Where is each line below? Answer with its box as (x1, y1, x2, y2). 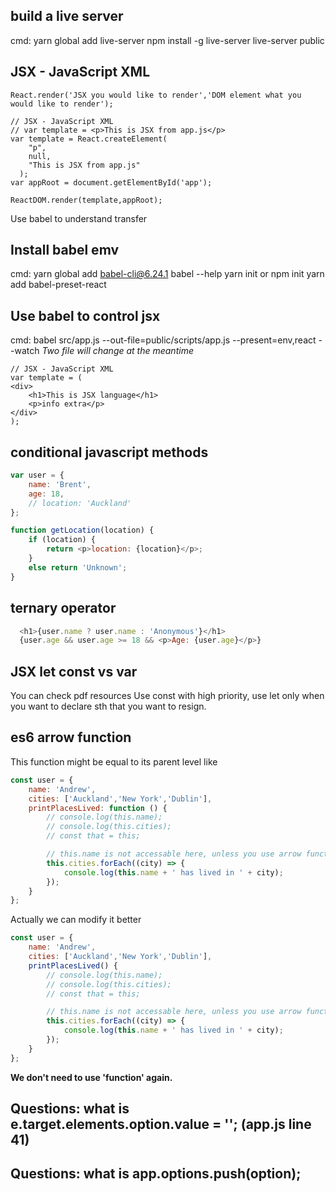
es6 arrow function (10, 729, 132, 746)
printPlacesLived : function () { (28, 803, 168, 813)
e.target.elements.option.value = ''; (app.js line (10, 1116, 312, 1133)
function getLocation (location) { (10, 525, 155, 536)
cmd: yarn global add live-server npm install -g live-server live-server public (10, 34, 325, 46)
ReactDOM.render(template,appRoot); (10, 195, 163, 205)
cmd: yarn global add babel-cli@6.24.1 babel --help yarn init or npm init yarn (10, 268, 325, 280)
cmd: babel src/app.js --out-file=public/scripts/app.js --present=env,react (10, 334, 317, 346)
